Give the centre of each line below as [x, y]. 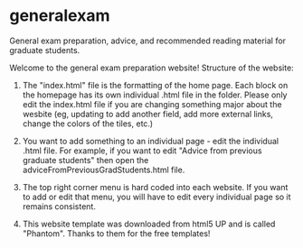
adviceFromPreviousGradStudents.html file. [104, 170]
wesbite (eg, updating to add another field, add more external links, [148, 114]
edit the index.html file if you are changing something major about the [152, 104]
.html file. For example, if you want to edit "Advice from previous [142, 151]
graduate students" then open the [85, 160]
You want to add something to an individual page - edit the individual [150, 141]
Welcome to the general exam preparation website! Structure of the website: [151, 68]
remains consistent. [59, 206]
